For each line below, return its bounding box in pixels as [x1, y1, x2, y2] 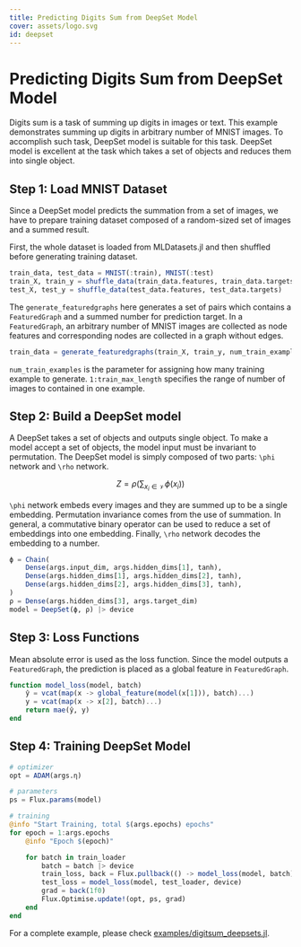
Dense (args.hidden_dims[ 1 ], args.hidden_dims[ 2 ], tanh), [25, 572, 243, 581]
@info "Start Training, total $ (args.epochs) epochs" [9, 820, 215, 829]
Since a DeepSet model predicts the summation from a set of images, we [9, 206, 279, 216]
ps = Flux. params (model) [9, 795, 102, 804]
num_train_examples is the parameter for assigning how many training [9, 364, 265, 374]
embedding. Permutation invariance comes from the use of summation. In [9, 509, 281, 520]
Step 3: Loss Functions [9, 630, 140, 645]
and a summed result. [9, 224, 90, 235]
